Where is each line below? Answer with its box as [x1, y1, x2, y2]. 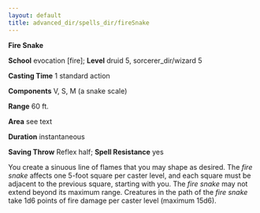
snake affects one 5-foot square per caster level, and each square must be [8, 171, 251, 180]
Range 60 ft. [8, 101, 49, 111]
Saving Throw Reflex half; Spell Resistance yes [8, 147, 164, 156]
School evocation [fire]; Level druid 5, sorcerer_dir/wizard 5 [8, 56, 202, 65]
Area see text [8, 116, 53, 126]
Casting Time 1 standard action [8, 71, 110, 80]
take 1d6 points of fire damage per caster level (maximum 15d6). [8, 196, 217, 205]
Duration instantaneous [8, 131, 85, 141]
